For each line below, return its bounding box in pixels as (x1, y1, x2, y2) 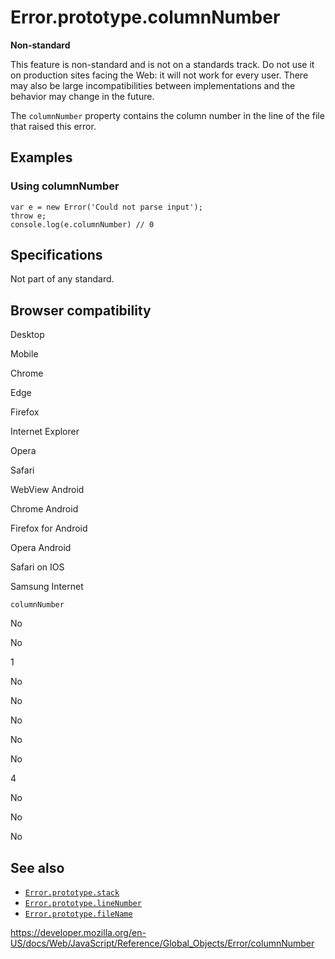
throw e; (10, 211, 47, 221)
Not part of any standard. (10, 273, 115, 285)
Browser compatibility (10, 302, 152, 319)
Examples (10, 149, 73, 166)
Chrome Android (10, 503, 79, 515)
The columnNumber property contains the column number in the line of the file (10, 109, 325, 121)
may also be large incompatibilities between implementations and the (10, 79, 296, 91)
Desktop (10, 329, 45, 341)
